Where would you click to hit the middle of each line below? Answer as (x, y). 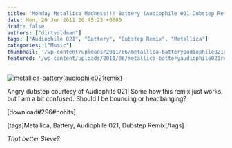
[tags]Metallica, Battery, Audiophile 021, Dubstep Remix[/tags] (96, 125)
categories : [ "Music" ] (40, 45)
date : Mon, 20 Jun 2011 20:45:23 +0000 (65, 20)
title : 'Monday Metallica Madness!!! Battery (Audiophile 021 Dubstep (111, 13)
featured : (21, 59)
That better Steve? (33, 138)
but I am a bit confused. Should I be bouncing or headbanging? (97, 98)
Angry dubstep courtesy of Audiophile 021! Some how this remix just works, (115, 91)
